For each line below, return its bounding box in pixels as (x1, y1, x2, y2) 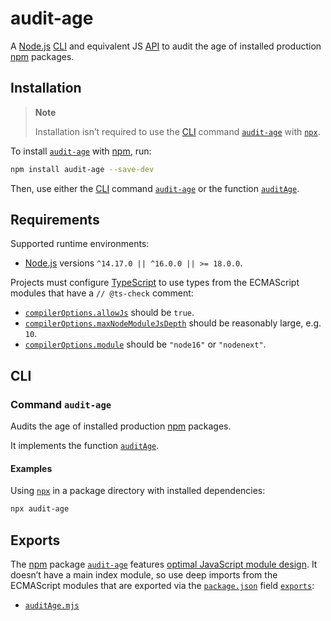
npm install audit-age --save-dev (10, 164, 155, 174)
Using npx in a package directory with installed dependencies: (10, 485, 266, 497)
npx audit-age (10, 504, 70, 514)
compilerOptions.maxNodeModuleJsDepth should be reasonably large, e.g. (24, 317, 322, 329)
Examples (10, 462, 53, 474)
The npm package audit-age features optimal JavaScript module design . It (10, 558, 318, 571)
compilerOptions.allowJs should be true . (24, 307, 195, 319)
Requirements (10, 212, 100, 229)
